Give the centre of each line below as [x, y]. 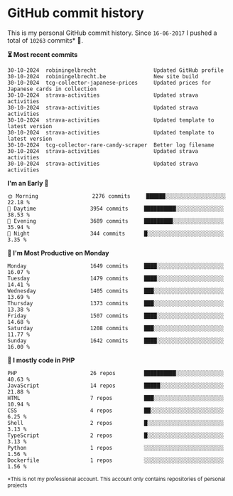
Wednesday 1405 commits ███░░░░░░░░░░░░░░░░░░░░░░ [115, 291]
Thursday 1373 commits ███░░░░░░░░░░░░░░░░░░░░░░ [115, 303]
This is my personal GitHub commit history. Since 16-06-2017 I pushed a [112, 33]
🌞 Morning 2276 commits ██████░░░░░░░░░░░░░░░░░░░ [116, 196]
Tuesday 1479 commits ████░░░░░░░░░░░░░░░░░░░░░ [115, 278]
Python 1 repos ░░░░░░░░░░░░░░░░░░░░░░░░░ [115, 448]
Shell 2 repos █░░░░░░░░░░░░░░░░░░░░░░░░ [115, 423]
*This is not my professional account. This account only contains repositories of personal [116, 479]
